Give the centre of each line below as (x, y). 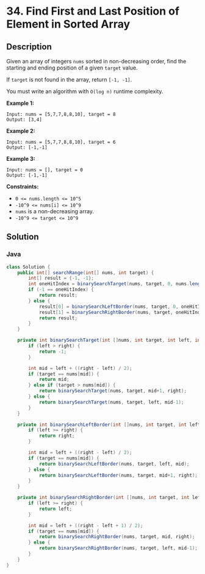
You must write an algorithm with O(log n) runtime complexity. (85, 91)
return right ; (57, 436)
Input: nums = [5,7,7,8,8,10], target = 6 (61, 142)
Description (29, 47)
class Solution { (28, 267)
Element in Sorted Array (68, 24)
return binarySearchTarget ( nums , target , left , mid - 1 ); (111, 402)
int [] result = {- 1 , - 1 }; (61, 278)
